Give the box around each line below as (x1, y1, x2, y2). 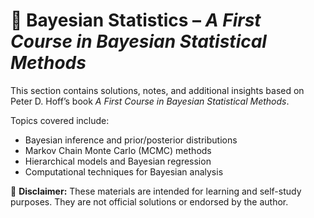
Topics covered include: (10, 114, 110, 126)
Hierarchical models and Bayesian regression (24, 155, 212, 167)
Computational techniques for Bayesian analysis (24, 165, 224, 178)
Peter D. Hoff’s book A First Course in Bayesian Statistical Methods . (10, 95, 290, 107)
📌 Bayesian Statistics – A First (10, 9, 262, 32)
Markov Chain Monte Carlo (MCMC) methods (24, 144, 212, 156)
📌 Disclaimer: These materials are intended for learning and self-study (10, 185, 302, 197)
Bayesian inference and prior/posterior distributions (24, 134, 238, 146)
